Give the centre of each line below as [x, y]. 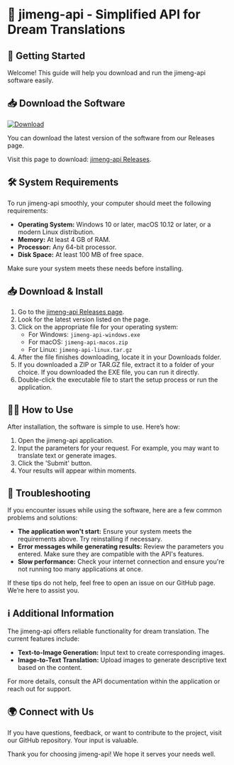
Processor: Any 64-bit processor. [67, 247]
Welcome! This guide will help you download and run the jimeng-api [106, 73]
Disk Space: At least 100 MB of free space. [80, 254]
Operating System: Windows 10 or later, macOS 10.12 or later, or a [114, 224]
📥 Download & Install [55, 291]
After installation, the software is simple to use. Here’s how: [94, 427]
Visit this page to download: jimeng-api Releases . [79, 159]
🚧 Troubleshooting [49, 493]
